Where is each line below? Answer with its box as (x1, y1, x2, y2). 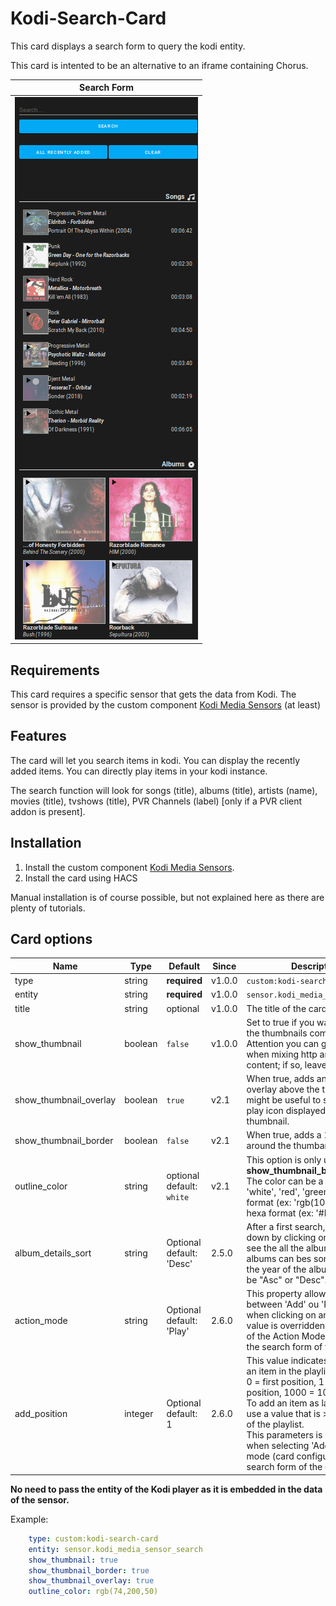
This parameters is (246, 1429, 323, 1441)
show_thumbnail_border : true (28, 1565, 150, 1576)
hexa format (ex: (246, 1207, 314, 1219)
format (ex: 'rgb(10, (246, 1196, 328, 1208)
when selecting (246, 1440, 310, 1452)
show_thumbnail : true (28, 1555, 118, 1565)
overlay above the (246, 1083, 320, 1096)
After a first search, (246, 1220, 326, 1232)
